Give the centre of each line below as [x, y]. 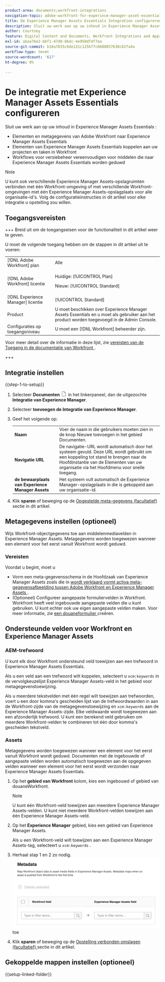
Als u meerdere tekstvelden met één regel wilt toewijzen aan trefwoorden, [80, 696]
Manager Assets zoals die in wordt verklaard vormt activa [70, 582]
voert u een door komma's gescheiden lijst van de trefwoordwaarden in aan [82, 701]
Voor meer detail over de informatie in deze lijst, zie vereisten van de [74, 343]
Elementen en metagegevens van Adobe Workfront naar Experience [81, 136]
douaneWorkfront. [30, 786]
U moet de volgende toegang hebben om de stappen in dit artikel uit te [77, 244]
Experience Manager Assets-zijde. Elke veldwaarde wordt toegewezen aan [81, 711]
